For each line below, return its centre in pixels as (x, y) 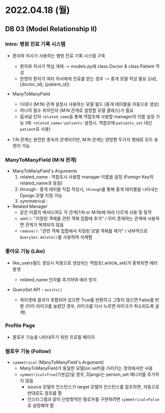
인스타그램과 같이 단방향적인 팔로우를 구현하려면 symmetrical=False (93, 399)
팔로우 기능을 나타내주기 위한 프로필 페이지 (54, 337)
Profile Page (20, 326)
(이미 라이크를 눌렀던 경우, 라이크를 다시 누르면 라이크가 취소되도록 (89, 306)
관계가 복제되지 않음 (44, 225)
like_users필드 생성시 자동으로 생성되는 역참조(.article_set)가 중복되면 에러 (85, 263)
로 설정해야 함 (41, 406)
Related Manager (30, 206)
